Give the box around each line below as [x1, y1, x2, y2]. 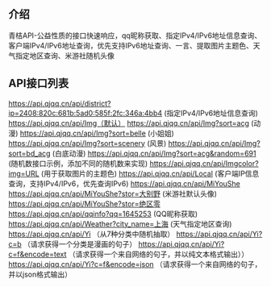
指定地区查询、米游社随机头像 [15, 51, 115, 60]
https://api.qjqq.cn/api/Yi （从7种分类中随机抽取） [8, 229, 175, 239]
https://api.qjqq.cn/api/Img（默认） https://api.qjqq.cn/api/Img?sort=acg [8, 118, 250, 127]
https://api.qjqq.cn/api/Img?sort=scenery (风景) [8, 138, 167, 148]
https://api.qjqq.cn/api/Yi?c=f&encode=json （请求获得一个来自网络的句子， [8, 259, 262, 268]
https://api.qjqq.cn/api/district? [8, 98, 111, 108]
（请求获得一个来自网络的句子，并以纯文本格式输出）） [68, 249, 249, 259]
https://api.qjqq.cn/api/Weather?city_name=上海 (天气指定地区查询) [8, 218, 232, 228]
